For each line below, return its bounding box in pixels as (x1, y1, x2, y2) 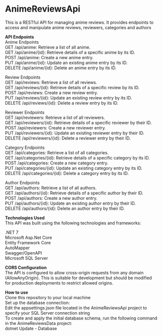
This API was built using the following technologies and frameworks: (5, 220, 141, 226)
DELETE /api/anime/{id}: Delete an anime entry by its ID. (5, 64, 117, 71)
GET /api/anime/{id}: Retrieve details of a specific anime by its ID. (5, 49, 135, 55)
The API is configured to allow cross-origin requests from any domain (5, 270, 144, 275)
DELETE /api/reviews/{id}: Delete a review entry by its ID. (5, 100, 118, 106)
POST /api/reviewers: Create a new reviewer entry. (5, 125, 106, 130)
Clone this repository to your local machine (5, 294, 91, 300)
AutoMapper (5, 245, 30, 251)
